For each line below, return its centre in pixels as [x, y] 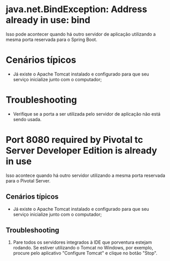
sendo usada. [27, 119]
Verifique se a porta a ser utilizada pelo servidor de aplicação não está [87, 114]
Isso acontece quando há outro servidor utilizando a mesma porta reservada [86, 175]
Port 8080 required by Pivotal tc [74, 140]
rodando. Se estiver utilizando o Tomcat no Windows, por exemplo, [83, 248]
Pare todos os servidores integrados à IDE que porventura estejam [82, 242]
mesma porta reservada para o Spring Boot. [52, 40]
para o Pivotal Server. [28, 180]
